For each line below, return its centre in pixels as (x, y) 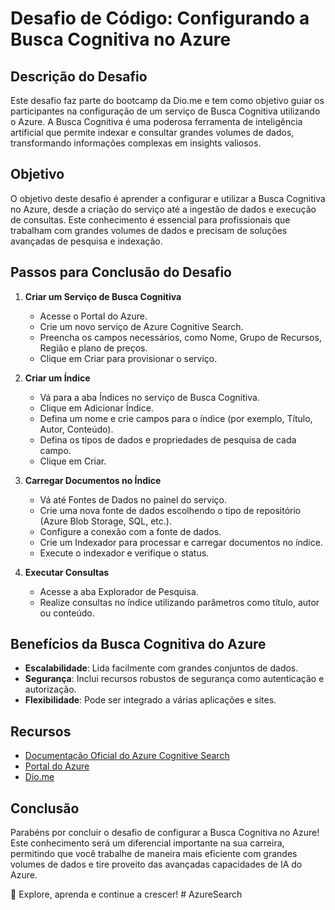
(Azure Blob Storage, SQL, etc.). (105, 521)
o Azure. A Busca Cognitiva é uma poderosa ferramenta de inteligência (156, 121)
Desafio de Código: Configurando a (160, 18)
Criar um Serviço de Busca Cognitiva (103, 296)
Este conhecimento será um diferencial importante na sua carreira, (147, 843)
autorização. (50, 689)
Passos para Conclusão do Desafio (121, 272)
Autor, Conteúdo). (76, 429)
